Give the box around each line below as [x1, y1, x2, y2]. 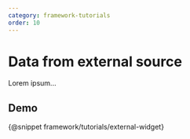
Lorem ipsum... [8, 79, 57, 88]
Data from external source [8, 53, 183, 71]
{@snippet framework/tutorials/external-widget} [8, 123, 165, 132]
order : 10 [8, 19, 41, 27]
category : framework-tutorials [8, 11, 111, 20]
